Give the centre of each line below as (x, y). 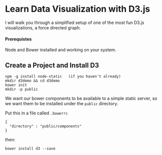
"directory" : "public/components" (46, 126)
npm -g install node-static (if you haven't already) (63, 76)
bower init (16, 85)
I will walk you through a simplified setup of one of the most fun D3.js (75, 22)
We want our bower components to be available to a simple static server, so (81, 98)
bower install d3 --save (30, 148)
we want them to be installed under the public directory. (62, 103)
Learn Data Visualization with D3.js (78, 9)
